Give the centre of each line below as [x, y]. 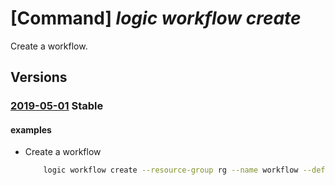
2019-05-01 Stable [57, 106]
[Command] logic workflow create [156, 18]
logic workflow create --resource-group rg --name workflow [171, 170]
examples [31, 129]
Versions [39, 77]
